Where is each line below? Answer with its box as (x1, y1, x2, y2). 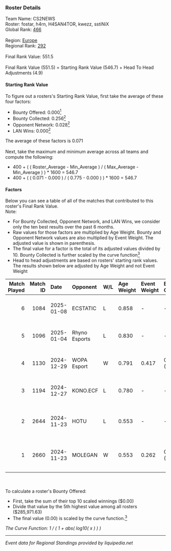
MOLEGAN (72, 451, 98, 458)
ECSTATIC (72, 305, 97, 312)
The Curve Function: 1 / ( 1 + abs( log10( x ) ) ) (5, 525, 101, 531)
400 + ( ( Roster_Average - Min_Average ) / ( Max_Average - (12, 164, 139, 170)
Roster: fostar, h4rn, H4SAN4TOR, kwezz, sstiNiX (5, 21, 109, 27)
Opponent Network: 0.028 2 (12, 120, 70, 128)
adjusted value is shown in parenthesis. (12, 240, 96, 246)
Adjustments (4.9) (5, 70, 43, 76)
